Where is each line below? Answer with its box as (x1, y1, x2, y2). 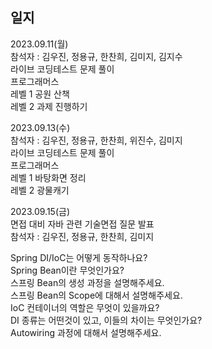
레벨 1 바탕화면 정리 (10, 171, 87, 183)
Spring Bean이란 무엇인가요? (10, 264, 125, 276)
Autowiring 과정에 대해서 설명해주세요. (10, 326, 162, 338)
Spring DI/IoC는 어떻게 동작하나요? (10, 251, 148, 263)
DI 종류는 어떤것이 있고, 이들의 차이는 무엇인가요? (10, 314, 203, 326)
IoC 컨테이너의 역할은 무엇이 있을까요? (10, 301, 160, 313)
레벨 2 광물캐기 (10, 184, 70, 196)
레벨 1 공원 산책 (10, 88, 70, 100)
